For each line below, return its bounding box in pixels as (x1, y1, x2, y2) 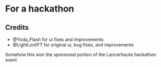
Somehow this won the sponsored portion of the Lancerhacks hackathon (5, 51, 156, 57)
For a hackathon (5, 3, 74, 15)
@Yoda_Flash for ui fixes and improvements (12, 36, 104, 42)
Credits (5, 23, 29, 32)
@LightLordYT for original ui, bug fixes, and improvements (12, 42, 134, 48)
